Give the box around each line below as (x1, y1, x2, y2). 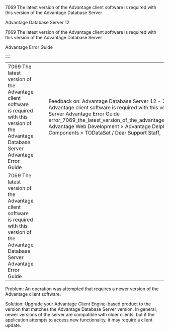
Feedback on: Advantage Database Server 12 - (48, 98, 161, 105)
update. (5, 322, 21, 328)
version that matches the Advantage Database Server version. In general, (5, 306, 157, 312)
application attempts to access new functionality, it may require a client (5, 317, 152, 323)
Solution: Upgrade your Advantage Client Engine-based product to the (5, 301, 151, 307)
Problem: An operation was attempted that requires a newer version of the (5, 286, 159, 292)
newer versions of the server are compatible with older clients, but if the (5, 312, 155, 317)
